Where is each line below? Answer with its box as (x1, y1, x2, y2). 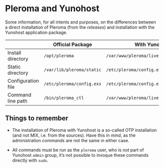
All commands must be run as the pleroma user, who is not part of (12, 147, 144, 153)
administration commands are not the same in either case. (12, 137, 129, 143)
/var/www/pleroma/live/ (106, 53, 162, 59)
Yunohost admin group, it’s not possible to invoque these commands (12, 152, 149, 158)
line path (7, 97, 28, 104)
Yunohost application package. (5, 29, 67, 35)
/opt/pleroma (43, 53, 74, 59)
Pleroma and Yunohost (5, 3, 100, 14)
